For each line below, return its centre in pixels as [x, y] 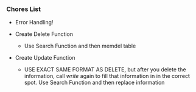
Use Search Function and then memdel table [80, 46]
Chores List [24, 9]
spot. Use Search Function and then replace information [94, 83]
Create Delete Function [44, 34]
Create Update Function [45, 58]
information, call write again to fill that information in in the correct [107, 76]
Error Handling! [34, 23]
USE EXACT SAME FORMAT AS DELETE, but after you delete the [105, 69]
